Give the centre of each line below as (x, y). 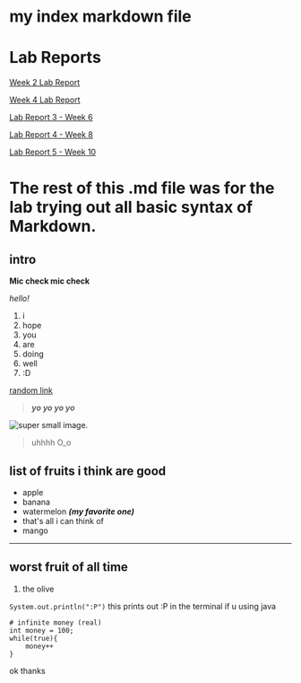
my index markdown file (101, 17)
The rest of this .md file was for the (142, 188)
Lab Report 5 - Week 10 (53, 152)
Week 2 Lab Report (45, 83)
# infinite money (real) (56, 622)
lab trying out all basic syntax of (131, 207)
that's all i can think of (63, 521)
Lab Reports (55, 58)
